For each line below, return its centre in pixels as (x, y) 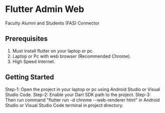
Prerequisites (26, 39)
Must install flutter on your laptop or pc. (53, 50)
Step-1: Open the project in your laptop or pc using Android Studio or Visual (83, 89)
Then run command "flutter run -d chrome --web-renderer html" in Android (82, 100)
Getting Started (30, 77)
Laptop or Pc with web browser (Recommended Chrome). (72, 56)
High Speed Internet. (34, 61)
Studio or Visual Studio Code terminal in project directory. (64, 105)
